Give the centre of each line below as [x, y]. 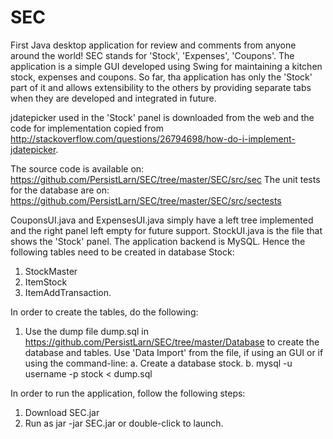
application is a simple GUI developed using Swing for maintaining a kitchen [166, 66]
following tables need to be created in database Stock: [122, 252]
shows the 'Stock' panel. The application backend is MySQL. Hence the [158, 241]
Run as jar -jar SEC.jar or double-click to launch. [124, 423]
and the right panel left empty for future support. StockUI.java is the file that [166, 230]
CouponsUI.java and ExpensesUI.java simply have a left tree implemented [162, 220]
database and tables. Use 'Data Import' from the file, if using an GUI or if [174, 352]
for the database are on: [60, 190]
